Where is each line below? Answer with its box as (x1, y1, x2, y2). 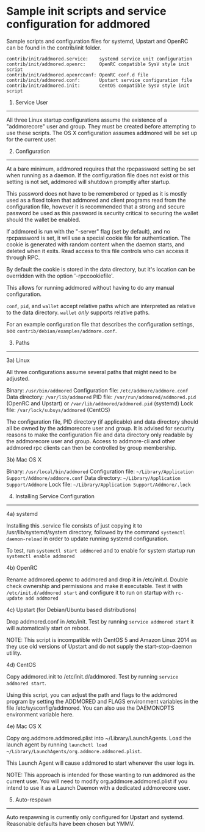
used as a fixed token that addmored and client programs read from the (6, 196, 186, 204)
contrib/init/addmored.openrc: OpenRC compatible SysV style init (6, 61, 190, 67)
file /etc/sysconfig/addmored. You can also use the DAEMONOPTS (6, 704, 174, 712)
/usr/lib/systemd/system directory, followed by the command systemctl (6, 528, 186, 536)
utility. (6, 649, 22, 657)
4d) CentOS (6, 661, 37, 668)
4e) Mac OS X (6, 723, 41, 730)
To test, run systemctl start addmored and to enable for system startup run (6, 547, 195, 554)
